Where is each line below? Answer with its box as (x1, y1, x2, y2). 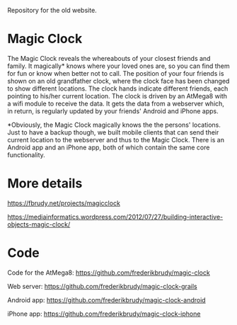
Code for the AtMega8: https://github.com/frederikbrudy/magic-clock (7, 268, 210, 277)
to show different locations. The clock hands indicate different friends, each (7, 84, 229, 93)
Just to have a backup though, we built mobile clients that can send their (7, 127, 219, 137)
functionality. (7, 150, 46, 159)
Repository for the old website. (7, 6, 97, 14)
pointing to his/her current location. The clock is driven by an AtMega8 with (7, 91, 228, 100)
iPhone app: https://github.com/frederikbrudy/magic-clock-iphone (7, 309, 201, 318)
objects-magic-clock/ (7, 219, 71, 229)
